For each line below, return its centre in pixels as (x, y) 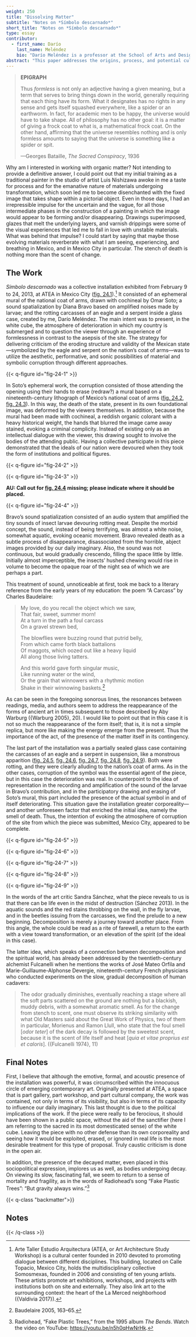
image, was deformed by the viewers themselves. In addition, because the (95, 410)
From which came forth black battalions (68, 644)
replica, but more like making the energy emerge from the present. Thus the (97, 730)
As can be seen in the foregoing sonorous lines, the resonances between (94, 699)
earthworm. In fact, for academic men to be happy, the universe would (105, 113)
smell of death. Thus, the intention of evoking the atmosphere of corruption (97, 816)
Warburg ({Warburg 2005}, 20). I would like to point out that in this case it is (97, 718)
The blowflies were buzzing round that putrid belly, (81, 638)
